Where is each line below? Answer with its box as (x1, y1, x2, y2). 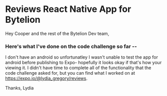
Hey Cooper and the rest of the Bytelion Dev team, (5, 30, 109, 36)
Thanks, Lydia (5, 85, 34, 91)
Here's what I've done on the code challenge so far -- (5, 43, 137, 50)
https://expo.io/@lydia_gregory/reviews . (5, 76, 87, 82)
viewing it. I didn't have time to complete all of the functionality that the (5, 65, 151, 71)
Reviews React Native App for (5, 3, 131, 15)
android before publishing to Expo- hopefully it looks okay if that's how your (5, 60, 162, 66)
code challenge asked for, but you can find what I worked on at (5, 70, 135, 76)
